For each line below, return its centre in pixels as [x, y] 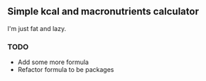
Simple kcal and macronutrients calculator [103, 12]
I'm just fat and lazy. [37, 28]
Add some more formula [53, 62]
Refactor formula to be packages [66, 70]
